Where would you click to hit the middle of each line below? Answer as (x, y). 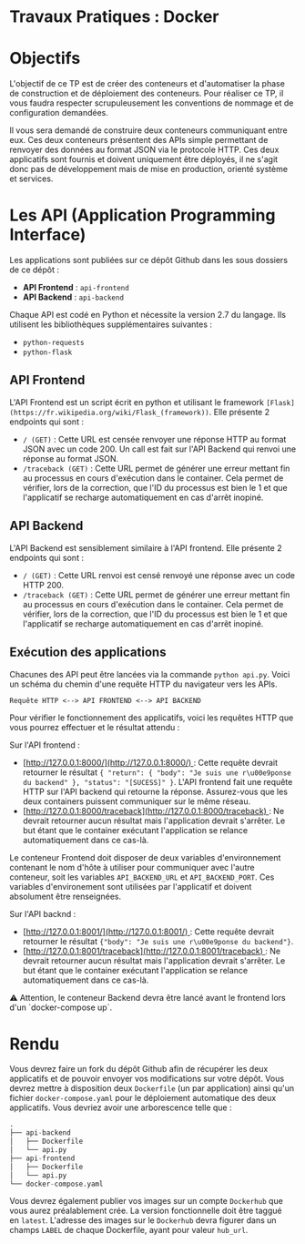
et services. (31, 178)
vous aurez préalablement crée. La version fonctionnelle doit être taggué (146, 1211)
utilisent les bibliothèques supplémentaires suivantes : (111, 324)
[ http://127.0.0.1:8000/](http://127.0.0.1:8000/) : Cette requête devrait (150, 762)
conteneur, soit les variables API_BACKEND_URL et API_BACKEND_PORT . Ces (142, 877)
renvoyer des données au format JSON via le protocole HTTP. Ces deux (144, 150)
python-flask (47, 352)
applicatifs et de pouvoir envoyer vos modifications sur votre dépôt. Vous (147, 1079)
